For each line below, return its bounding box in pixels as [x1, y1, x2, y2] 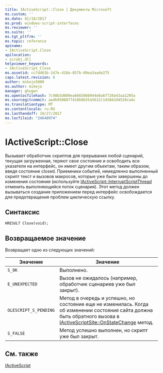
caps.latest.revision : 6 [5, 75, 55, 80]
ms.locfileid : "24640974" [5, 115, 57, 121]
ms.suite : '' [5, 30, 32, 35]
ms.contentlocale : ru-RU [5, 107, 55, 112]
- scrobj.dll [5, 57, 32, 62]
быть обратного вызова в [59, 313, 120, 320]
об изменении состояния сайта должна [59, 307, 153, 314]
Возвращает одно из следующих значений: [5, 247, 95, 253]
